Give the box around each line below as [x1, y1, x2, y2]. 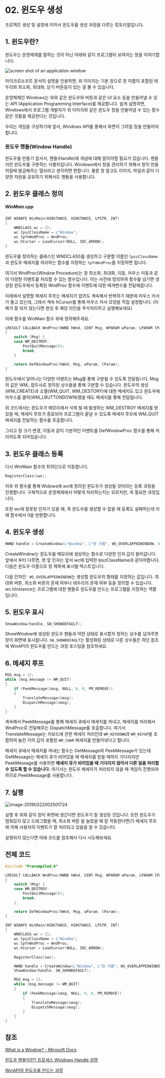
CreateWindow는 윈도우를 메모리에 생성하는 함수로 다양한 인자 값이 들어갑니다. [5, 551, 157, 557]
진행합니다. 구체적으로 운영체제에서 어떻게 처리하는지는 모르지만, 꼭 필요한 [5, 489, 147, 495]
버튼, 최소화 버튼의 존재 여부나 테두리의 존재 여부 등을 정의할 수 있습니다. [14, 580, 153, 586]
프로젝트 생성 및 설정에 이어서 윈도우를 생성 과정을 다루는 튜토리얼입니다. [5, 22, 144, 28]
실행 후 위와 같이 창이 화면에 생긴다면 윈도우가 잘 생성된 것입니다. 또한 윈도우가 [5, 812, 156, 818]
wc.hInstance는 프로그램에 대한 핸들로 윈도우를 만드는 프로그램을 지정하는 [5, 586, 148, 592]
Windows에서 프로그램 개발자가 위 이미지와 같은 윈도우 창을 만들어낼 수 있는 [5, 107, 151, 112]
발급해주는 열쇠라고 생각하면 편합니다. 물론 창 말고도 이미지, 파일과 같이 [18, 168, 155, 174]
